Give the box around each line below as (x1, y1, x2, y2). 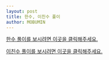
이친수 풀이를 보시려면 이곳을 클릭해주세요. (6, 48, 103, 55)
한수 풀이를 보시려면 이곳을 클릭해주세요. (6, 36, 98, 43)
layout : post (6, 8, 38, 14)
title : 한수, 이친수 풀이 (6, 14, 61, 20)
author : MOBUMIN (6, 19, 45, 25)
